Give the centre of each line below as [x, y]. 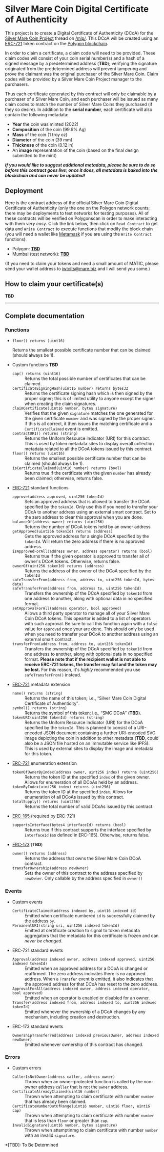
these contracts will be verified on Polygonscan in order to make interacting [81, 218]
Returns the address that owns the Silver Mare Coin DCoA [82, 858]
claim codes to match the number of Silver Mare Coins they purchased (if [79, 104]
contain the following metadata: [37, 114]
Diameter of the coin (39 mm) [42, 140]
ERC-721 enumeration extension [44, 763]
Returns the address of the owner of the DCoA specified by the [88, 571]
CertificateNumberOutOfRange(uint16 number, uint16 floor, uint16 [81, 1106]
